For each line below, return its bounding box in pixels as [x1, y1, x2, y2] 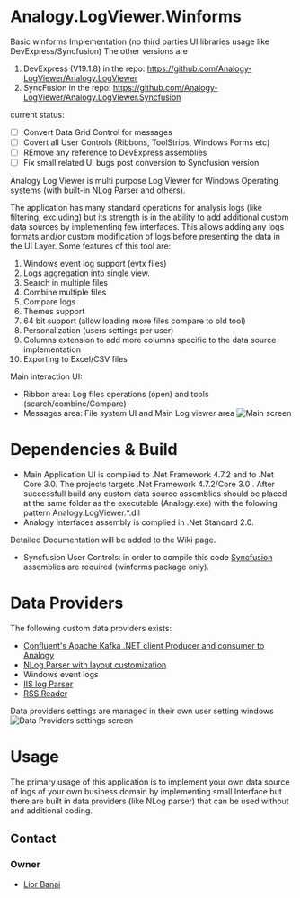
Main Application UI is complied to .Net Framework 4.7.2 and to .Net [22, 469, 275, 480]
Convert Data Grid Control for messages [22, 126, 173, 137]
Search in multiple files [22, 277, 109, 288]
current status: [10, 109, 65, 120]
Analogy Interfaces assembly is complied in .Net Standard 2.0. [22, 517, 254, 528]
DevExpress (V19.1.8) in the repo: [22, 63, 146, 74]
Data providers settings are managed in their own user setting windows [10, 705, 275, 717]
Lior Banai [22, 878, 61, 889]
